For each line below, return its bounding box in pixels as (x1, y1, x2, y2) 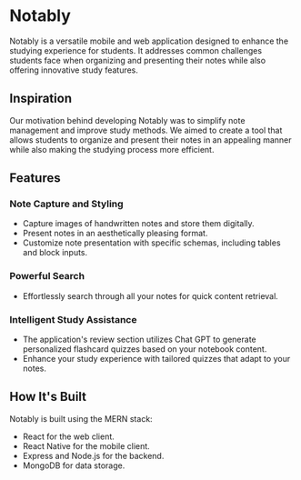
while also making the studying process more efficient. (9, 144, 215, 155)
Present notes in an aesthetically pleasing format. (22, 228, 208, 239)
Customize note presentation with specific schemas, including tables (22, 237, 281, 248)
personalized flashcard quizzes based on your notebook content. (22, 344, 267, 355)
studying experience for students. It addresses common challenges (9, 45, 262, 55)
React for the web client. (22, 431, 115, 442)
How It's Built (9, 389, 87, 405)
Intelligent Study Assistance (9, 313, 137, 325)
